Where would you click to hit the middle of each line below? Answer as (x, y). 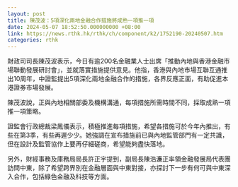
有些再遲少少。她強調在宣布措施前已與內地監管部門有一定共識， (135, 135)
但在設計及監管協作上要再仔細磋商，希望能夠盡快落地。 (88, 144)
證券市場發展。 (35, 88)
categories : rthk (33, 40)
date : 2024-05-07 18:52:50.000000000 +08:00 (74, 27)
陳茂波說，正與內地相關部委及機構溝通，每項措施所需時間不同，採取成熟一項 (119, 102)
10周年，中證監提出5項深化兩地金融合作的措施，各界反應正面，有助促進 (118, 79)
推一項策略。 (26, 111)
